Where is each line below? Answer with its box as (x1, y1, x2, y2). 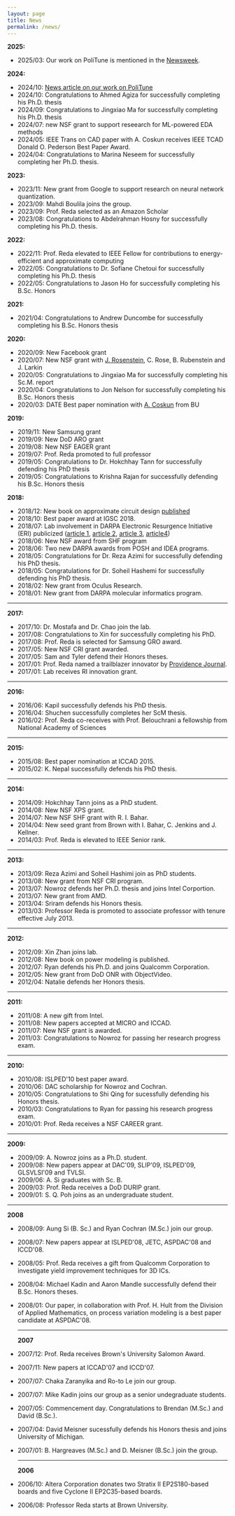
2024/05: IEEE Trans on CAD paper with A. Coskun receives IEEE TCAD (17, 135, 224, 144)
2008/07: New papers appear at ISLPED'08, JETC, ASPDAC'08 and (17, 1238, 211, 1247)
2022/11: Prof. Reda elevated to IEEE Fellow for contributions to (17, 250, 199, 258)
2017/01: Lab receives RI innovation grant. (17, 668, 138, 676)
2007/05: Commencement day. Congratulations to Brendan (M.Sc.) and (17, 1404, 224, 1413)
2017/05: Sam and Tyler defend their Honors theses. (17, 653, 169, 661)
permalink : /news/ (7, 23, 61, 30)
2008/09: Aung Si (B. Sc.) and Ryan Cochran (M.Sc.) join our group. (17, 1224, 213, 1233)
